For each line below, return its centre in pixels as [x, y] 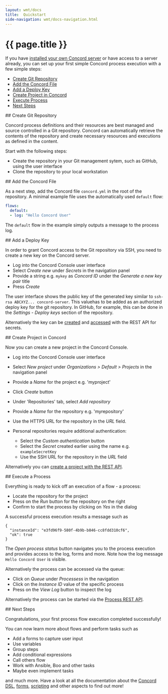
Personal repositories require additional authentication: [70, 431]
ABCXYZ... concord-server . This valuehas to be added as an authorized [88, 302]
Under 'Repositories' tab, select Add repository [62, 401]
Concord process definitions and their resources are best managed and [79, 125]
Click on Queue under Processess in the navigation [66, 579]
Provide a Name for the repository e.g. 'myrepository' [68, 411]
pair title [21, 281]
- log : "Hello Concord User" [40, 215]
